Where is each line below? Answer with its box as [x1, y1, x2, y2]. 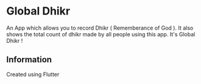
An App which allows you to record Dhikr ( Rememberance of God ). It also [6, 24, 194, 31]
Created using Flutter [6, 71, 60, 78]
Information [6, 54, 52, 65]
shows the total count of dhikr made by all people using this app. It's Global [6, 30, 196, 37]
